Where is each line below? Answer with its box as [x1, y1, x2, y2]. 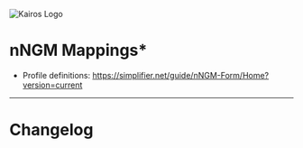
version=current [22, 79, 83, 90]
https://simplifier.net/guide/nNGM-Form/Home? [92, 69, 270, 80]
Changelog [9, 120, 94, 140]
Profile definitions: [22, 69, 91, 80]
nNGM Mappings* [9, 41, 148, 60]
